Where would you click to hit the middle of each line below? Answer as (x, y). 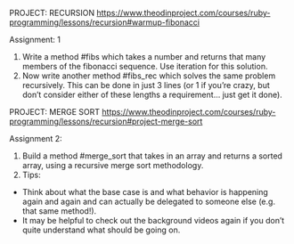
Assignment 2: (36, 138)
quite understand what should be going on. (101, 230)
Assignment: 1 (35, 40)
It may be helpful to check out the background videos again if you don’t (153, 220)
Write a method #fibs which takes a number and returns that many (144, 57)
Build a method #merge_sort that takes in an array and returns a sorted (152, 156)
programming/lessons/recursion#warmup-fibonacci (105, 22)
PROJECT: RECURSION (52, 13)
